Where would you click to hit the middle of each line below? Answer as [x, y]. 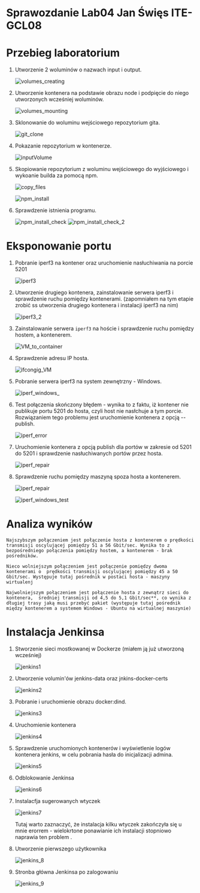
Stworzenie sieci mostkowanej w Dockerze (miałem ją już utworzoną [99, 649]
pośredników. [22, 556]
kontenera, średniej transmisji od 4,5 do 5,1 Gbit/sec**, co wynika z [99, 598]
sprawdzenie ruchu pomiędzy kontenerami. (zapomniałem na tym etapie [104, 299]
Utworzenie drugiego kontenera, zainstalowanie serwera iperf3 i [94, 293]
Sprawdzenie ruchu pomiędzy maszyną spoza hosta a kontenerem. [98, 477]
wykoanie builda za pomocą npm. [56, 176]
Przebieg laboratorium [63, 53]
